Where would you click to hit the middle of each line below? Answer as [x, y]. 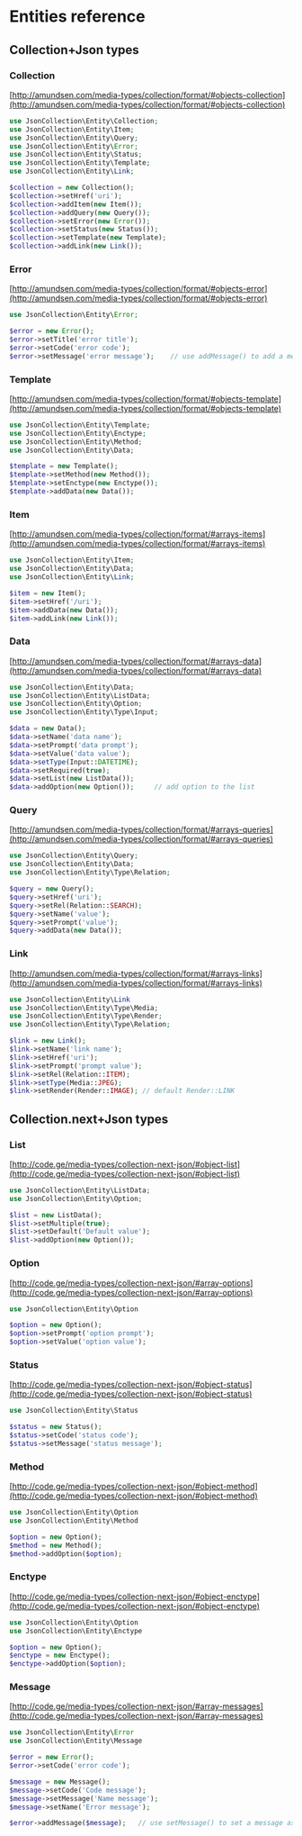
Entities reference [77, 17]
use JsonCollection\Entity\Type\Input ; [84, 712]
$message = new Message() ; [60, 1782]
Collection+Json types [74, 50]
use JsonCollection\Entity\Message [76, 1741]
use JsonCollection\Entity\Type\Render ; [86, 1016]
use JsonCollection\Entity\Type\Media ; [84, 1008]
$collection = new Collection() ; [72, 187]
